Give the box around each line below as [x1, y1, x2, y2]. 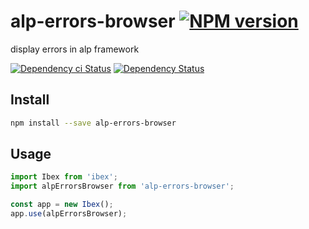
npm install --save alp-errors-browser [10, 118, 177, 128]
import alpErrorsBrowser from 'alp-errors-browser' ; [10, 181, 235, 192]
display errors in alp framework [10, 43, 140, 55]
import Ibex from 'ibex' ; [10, 172, 118, 182]
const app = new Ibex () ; [10, 200, 114, 210]
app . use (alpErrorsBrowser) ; [10, 209, 128, 219]
